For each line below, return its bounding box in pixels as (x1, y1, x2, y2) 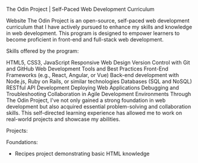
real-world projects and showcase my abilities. (6, 116, 121, 123)
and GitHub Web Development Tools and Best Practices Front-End (6, 65, 168, 72)
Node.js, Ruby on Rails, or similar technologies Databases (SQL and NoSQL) (6, 78, 192, 85)
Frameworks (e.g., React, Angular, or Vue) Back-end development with (6, 72, 180, 78)
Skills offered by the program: (6, 47, 79, 55)
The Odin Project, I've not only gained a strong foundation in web (6, 97, 166, 104)
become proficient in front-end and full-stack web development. (6, 36, 164, 43)
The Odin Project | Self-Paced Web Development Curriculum (6, 6, 155, 12)
